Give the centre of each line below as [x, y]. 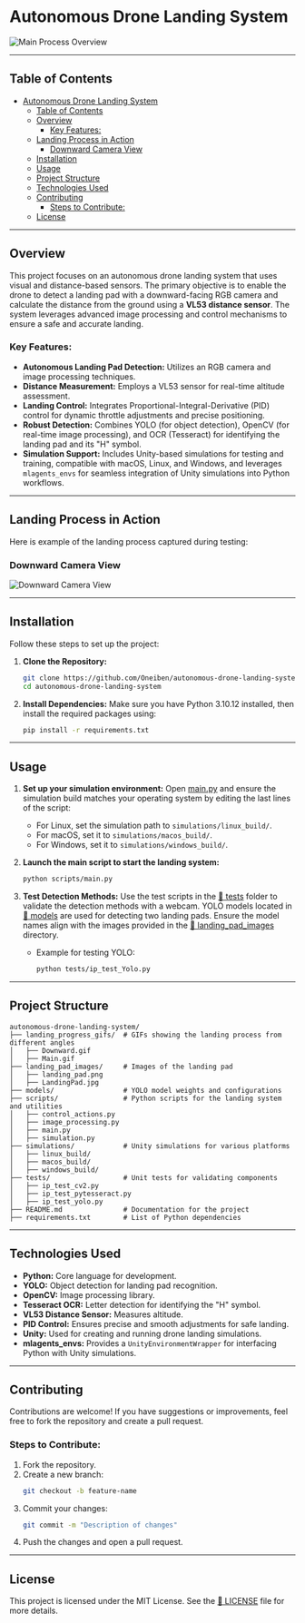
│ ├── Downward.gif [50, 1050]
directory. [40, 935]
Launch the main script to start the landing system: [121, 862]
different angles [42, 1043]
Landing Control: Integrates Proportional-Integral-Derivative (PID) [146, 405]
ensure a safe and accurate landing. [76, 323]
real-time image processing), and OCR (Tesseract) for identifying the [151, 434]
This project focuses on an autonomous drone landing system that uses [143, 275]
